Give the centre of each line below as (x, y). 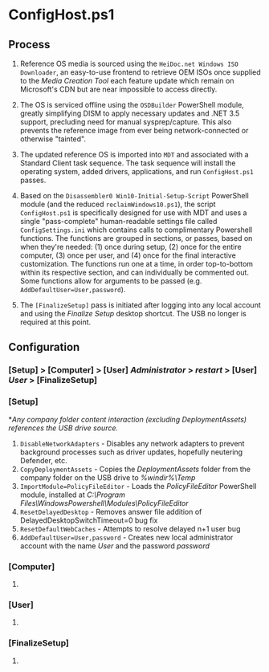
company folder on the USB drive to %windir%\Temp (108, 477)
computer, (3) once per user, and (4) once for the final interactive (128, 255)
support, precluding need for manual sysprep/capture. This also (126, 122)
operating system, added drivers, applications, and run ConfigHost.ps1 (137, 171)
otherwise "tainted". (53, 139)
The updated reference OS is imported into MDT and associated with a (134, 155)
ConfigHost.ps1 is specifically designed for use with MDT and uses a (133, 213)
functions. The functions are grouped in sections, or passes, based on (136, 238)
